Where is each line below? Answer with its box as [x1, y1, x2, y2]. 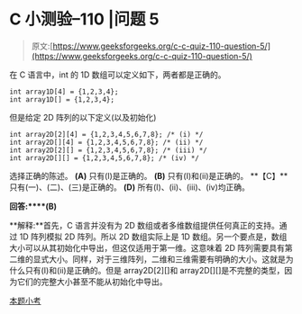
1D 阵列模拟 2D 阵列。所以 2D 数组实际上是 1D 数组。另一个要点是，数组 [19, 231, 288, 242]
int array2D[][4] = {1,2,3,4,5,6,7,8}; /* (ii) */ [9, 138, 204, 147]
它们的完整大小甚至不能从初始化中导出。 [16, 276, 168, 287]
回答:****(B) [9, 201, 57, 211]
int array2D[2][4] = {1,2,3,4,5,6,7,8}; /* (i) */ [9, 130, 204, 139]
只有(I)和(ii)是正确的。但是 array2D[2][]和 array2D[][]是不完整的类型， [24, 265, 285, 275]
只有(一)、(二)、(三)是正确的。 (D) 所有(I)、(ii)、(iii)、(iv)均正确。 [9, 182, 251, 193]
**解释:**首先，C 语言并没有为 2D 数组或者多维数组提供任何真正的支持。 [9, 220, 279, 230]
